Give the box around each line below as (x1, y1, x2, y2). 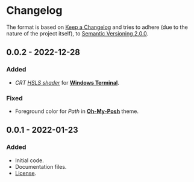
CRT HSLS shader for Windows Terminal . (14, 79, 119, 86)
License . (14, 169, 37, 177)
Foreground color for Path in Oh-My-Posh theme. (14, 108, 139, 115)
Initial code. (14, 157, 44, 164)
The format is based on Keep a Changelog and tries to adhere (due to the (6, 23, 188, 31)
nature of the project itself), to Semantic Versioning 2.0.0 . (6, 29, 149, 37)
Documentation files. (14, 163, 67, 170)
